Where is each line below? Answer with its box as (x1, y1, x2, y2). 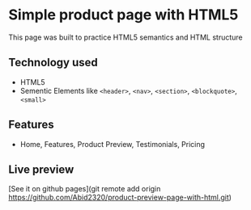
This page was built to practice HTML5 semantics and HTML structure (8, 32, 243, 42)
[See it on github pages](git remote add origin (8, 184, 161, 194)
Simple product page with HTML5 (8, 6, 239, 24)
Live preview (8, 162, 74, 176)
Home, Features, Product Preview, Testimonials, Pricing (19, 139, 205, 149)
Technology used (8, 56, 99, 69)
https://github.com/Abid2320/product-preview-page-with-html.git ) (8, 192, 232, 203)
